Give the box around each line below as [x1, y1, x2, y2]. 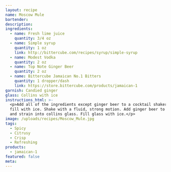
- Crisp [10, 135, 26, 140]
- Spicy [10, 126, 26, 131]
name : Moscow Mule [5, 12, 44, 17]
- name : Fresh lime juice [10, 31, 65, 36]
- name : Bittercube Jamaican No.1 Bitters [10, 74, 101, 79]
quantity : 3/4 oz [14, 36, 51, 41]
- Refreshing [10, 140, 38, 145]
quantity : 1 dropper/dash [14, 78, 70, 83]
